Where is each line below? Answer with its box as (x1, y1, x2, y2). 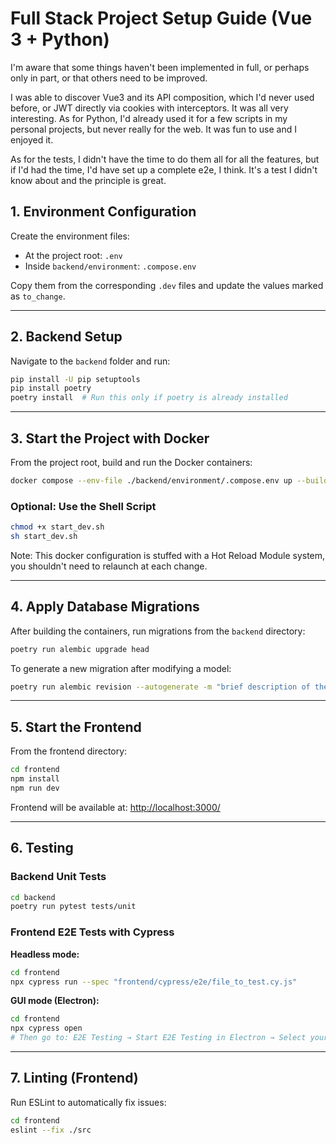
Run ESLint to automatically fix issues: (10, 1096, 167, 1108)
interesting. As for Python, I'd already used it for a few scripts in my (10, 112, 288, 124)
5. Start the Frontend (10, 718, 142, 736)
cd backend (10, 892, 56, 902)
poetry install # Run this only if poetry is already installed (10, 393, 288, 403)
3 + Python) (10, 28, 110, 51)
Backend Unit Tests (10, 870, 107, 884)
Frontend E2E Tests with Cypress (10, 925, 175, 939)
